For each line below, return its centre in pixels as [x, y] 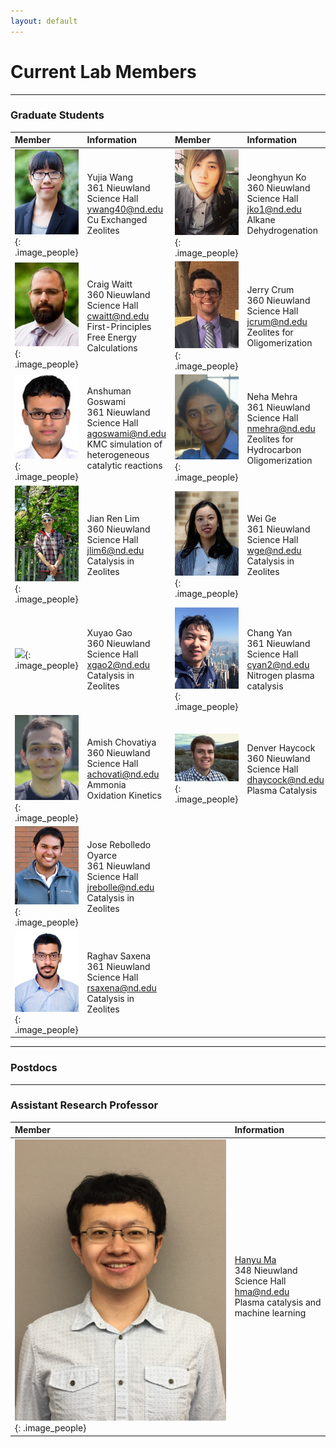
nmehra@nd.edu [281, 428]
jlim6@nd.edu [115, 550]
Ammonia [106, 785]
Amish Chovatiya [121, 742]
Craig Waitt [109, 284]
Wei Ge [261, 518]
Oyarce [102, 856]
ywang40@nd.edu [124, 209]
